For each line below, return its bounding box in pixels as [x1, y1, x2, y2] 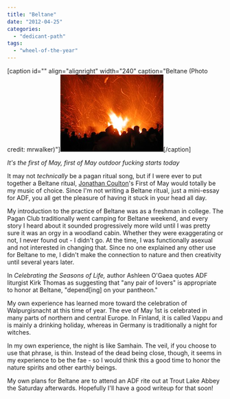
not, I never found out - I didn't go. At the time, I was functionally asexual [7, 237, 213, 244]
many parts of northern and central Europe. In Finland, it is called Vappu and [7, 314, 223, 322]
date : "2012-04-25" [7, 18, 63, 25]
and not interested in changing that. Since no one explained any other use [7, 243, 216, 252]
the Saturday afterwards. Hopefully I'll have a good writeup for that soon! [7, 384, 214, 392]
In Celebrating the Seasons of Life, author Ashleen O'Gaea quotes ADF [7, 271, 208, 279]
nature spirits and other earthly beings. [7, 363, 117, 372]
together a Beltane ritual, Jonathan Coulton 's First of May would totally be [7, 179, 216, 187]
